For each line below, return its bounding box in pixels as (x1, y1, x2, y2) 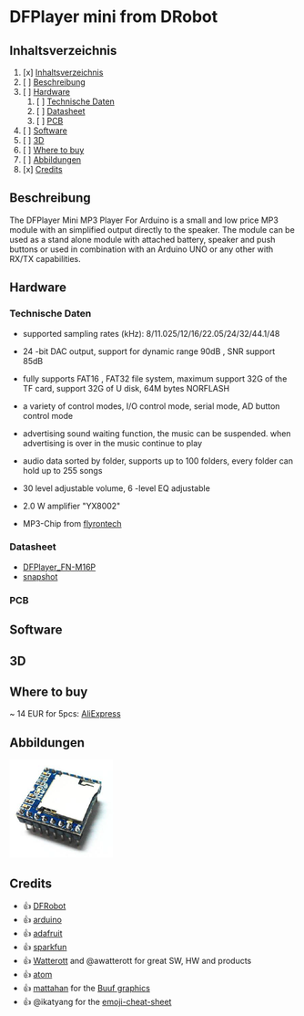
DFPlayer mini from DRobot (9, 6, 218, 27)
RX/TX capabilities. (9, 253, 81, 264)
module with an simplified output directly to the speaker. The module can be (9, 224, 296, 235)
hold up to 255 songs (22, 465, 103, 476)
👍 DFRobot (22, 900, 66, 911)
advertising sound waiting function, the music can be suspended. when (22, 427, 291, 439)
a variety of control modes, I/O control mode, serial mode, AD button (22, 400, 280, 412)
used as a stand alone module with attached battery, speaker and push (9, 234, 276, 245)
